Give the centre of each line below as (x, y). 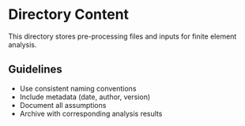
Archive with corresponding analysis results (91, 113)
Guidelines (35, 70)
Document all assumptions (63, 105)
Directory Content (68, 15)
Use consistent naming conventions (78, 88)
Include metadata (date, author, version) (85, 97)
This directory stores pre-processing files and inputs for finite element (122, 36)
